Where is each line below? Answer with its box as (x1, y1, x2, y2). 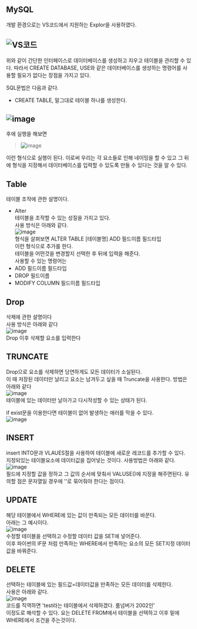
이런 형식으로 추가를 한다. (14, 243, 74, 250)
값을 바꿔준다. (6, 547, 38, 554)
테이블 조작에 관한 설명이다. (6, 196, 69, 203)
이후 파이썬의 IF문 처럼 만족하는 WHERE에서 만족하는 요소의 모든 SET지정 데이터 (6, 539, 191, 547)
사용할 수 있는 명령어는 (14, 258, 67, 265)
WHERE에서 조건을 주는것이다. (6, 617, 76, 624)
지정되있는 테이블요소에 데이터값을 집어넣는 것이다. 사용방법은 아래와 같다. (6, 456, 176, 463)
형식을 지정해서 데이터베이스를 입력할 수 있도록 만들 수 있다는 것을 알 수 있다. (12, 162, 188, 169)
